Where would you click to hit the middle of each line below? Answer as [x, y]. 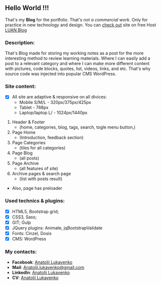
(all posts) [29, 158]
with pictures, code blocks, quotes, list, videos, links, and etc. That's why [78, 69]
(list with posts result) [41, 179]
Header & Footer [28, 122]
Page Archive [25, 163]
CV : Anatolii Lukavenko [35, 278]
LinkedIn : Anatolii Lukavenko [41, 273]
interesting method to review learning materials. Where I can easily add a [78, 58]
